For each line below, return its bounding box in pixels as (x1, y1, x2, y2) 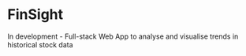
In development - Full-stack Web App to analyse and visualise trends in (7, 32, 239, 41)
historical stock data (7, 39, 73, 49)
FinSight (7, 6, 64, 24)
